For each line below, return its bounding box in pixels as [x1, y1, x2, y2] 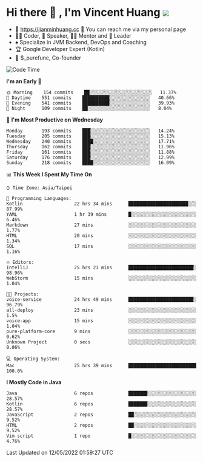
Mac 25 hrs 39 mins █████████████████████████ [6, 362, 197, 368]
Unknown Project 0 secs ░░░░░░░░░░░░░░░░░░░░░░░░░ [6, 339, 197, 345]
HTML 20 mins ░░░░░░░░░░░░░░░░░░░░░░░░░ [6, 232, 197, 239]
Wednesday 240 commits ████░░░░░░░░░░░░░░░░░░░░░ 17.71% [6, 138, 175, 145]
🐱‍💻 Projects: [6, 291, 39, 297]
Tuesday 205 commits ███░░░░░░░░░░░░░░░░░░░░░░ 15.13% [6, 133, 175, 139]
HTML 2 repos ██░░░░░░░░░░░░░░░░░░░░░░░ [6, 422, 197, 428]
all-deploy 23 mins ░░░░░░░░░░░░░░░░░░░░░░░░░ [6, 307, 197, 313]
